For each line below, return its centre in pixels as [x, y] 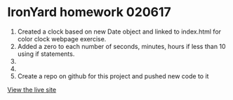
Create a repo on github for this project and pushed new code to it [113, 76]
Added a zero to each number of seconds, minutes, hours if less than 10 [121, 46]
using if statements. [46, 54]
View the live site [32, 90]
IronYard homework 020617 [89, 12]
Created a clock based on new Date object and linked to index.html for [119, 31]
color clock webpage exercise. [62, 38]
